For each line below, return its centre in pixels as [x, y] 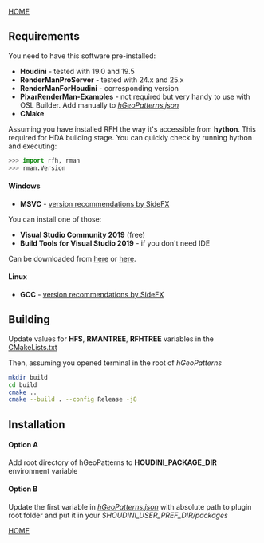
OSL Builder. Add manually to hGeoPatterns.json [99, 105]
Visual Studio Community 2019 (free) [83, 234]
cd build [23, 385]
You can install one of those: [55, 219]
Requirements [44, 36]
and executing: [33, 146]
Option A [23, 445]
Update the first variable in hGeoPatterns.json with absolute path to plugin [130, 507]
